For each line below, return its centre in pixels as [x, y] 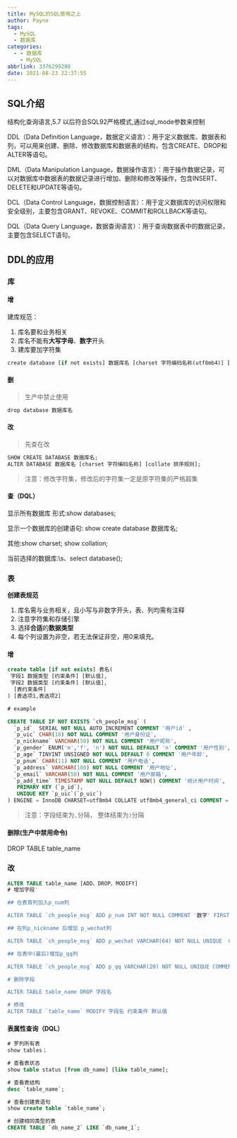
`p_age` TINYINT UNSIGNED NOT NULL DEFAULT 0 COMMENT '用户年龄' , [111, 754]
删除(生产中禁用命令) [38, 832]
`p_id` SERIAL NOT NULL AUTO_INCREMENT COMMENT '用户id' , [103, 728]
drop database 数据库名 [40, 410]
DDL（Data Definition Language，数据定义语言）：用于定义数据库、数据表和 [117, 137]
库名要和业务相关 [42, 332]
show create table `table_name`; [56, 1108]
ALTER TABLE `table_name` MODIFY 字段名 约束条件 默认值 [87, 1012]
